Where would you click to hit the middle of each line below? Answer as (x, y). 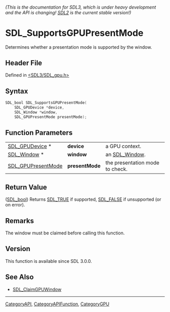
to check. (117, 169)
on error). (15, 205)
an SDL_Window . (125, 155)
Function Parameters (39, 133)
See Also (19, 277)
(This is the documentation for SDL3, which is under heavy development (81, 7)
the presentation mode (132, 163)
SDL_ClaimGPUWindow (37, 289)
